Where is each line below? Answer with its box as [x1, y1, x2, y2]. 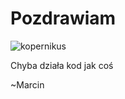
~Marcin [10, 78, 45, 91]
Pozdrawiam [10, 7, 117, 30]
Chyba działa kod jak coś [10, 59, 114, 71]
